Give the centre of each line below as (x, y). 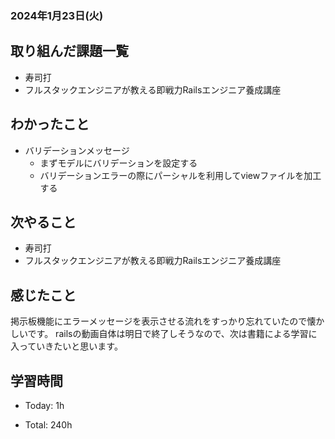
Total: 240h (48, 424)
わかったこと (50, 124)
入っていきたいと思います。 (66, 346)
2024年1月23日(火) (57, 15)
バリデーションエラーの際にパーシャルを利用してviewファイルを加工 (180, 175)
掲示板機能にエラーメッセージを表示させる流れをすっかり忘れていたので (159, 321)
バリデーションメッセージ (77, 150)
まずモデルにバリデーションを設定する (118, 163)
